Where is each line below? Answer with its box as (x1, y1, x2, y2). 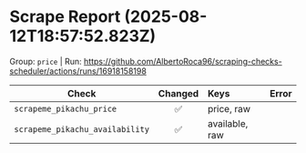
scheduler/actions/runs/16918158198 (9, 66, 148, 76)
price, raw (208, 102, 251, 115)
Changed (158, 87, 199, 99)
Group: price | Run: (9, 56, 82, 66)
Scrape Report (9, 6, 121, 27)
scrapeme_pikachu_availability (14, 124, 150, 134)
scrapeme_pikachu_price (14, 103, 117, 114)
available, (208, 117, 249, 129)
